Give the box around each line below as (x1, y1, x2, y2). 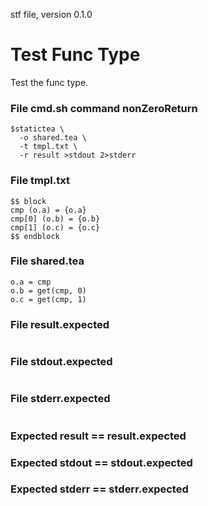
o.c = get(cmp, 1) (10, 294, 87, 304)
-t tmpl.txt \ (19, 142, 78, 152)
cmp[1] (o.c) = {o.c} (10, 222, 101, 233)
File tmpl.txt (10, 174, 70, 188)
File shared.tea (10, 254, 85, 268)
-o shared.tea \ (19, 133, 87, 143)
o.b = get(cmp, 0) (10, 285, 87, 296)
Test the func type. (10, 76, 89, 88)
